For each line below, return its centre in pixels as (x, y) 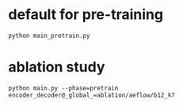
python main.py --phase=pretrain (63, 88)
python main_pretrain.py (49, 36)
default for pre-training (86, 15)
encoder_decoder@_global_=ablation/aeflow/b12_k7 (92, 95)
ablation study (57, 67)
